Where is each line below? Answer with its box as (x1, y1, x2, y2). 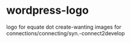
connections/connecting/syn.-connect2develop (6, 29, 125, 36)
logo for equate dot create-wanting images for (6, 23, 122, 30)
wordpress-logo (6, 4, 89, 17)
